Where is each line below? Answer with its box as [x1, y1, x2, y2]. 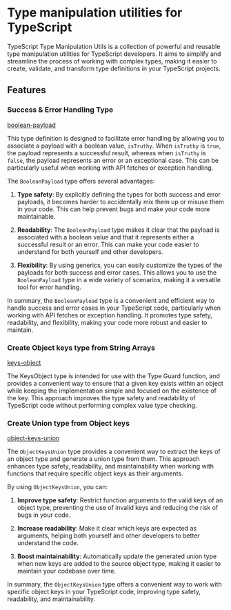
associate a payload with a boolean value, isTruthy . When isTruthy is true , [7, 141, 221, 150]
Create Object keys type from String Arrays [7, 343, 155, 353]
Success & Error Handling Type [7, 105, 114, 115]
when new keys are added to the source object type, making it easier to [17, 560, 221, 568]
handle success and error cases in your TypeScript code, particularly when [7, 304, 221, 312]
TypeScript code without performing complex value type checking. [7, 401, 198, 409]
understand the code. [17, 539, 79, 547]
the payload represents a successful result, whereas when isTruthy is [7, 148, 206, 157]
